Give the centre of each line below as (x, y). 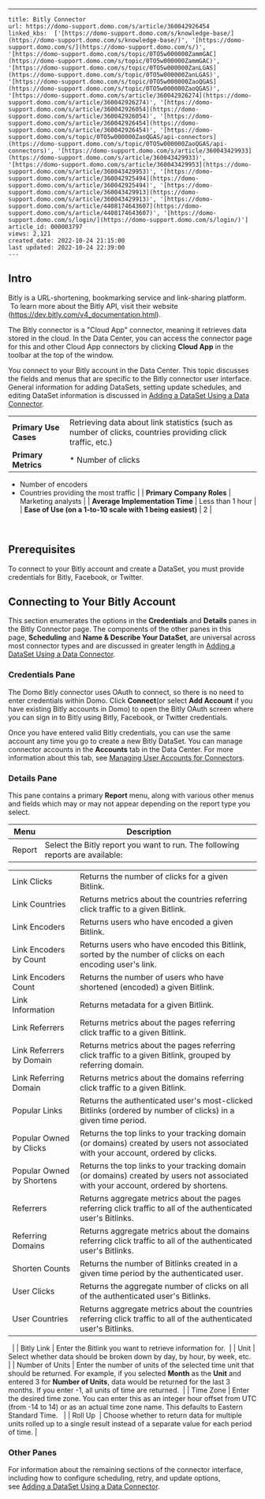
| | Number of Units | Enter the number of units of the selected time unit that (131, 1365)
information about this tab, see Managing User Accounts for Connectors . (127, 757)
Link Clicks (32, 881)
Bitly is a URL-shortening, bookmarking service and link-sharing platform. (127, 298)
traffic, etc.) (91, 441)
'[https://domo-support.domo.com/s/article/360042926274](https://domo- (130, 96)
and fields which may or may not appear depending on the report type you (129, 804)
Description (149, 832)
